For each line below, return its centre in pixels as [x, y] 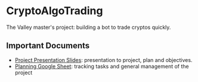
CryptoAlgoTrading [55, 11]
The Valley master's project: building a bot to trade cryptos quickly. [89, 27]
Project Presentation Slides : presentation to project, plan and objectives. [103, 60]
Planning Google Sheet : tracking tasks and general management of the [102, 66]
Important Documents [48, 46]
